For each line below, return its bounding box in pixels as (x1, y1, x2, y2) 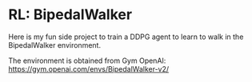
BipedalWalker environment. (8, 40, 102, 49)
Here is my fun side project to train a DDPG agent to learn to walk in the (8, 32, 244, 41)
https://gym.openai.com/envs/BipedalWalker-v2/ (8, 64, 170, 73)
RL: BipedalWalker (8, 6, 133, 24)
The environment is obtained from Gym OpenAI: (8, 56, 166, 65)
